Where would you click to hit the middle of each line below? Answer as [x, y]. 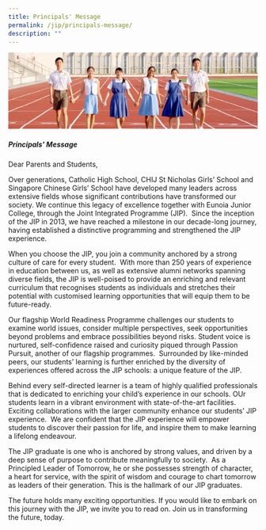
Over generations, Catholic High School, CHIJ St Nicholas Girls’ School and [131, 180]
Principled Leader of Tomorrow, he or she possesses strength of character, [131, 468]
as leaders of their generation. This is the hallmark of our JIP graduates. [125, 485]
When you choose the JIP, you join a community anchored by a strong [123, 254]
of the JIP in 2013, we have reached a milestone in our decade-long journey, [133, 222]
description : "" [35, 33]
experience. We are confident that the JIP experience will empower [119, 419]
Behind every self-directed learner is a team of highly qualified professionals [133, 386]
